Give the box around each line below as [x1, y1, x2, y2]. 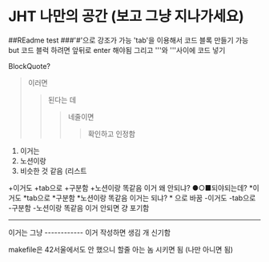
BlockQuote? [8, 61, 50, 71]
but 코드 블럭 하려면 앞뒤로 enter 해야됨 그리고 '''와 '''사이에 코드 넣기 [8, 45, 226, 54]
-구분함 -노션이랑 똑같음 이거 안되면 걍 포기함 [8, 203, 150, 212]
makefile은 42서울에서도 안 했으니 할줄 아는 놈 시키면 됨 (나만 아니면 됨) [8, 244, 234, 254]
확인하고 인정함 [87, 129, 136, 139]
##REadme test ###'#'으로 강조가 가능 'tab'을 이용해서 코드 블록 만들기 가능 [8, 35, 249, 45]
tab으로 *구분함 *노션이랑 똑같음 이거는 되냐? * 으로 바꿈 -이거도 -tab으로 [26, 193, 256, 203]
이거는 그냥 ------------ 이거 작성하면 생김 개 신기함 [8, 228, 171, 237]
